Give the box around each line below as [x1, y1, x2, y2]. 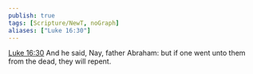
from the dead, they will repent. [8, 56, 112, 66]
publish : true [8, 11, 56, 20]
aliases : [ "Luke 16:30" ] [8, 26, 91, 34]
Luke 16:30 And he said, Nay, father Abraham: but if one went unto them [8, 49, 246, 58]
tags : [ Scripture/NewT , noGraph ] [8, 19, 120, 27]
